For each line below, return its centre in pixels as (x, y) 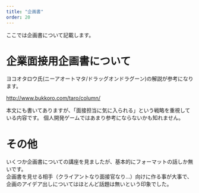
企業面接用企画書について (69, 61)
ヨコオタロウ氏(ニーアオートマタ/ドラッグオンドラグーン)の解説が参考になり (100, 79)
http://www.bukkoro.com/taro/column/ (53, 98)
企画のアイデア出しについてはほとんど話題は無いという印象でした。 (89, 184)
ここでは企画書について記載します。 (50, 35)
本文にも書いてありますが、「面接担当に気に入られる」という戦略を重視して (98, 110)
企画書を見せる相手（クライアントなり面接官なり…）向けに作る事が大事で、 (99, 177)
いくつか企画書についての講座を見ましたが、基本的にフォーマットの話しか (97, 162)
